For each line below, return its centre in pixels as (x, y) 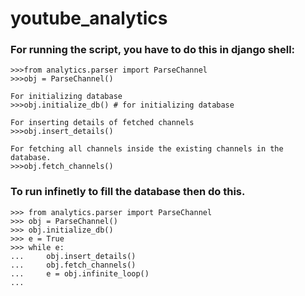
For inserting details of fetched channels (102, 123)
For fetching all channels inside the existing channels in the (147, 149)
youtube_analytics (89, 18)
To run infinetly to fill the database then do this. (128, 192)
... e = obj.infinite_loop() (80, 273)
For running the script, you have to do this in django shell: (153, 50)
